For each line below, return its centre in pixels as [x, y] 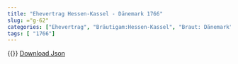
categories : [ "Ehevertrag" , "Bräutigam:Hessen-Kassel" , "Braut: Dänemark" [120, 27]
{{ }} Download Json [36, 53]
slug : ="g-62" [28, 20]
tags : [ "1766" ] [31, 33]
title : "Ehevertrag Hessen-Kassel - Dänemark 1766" [85, 14]
